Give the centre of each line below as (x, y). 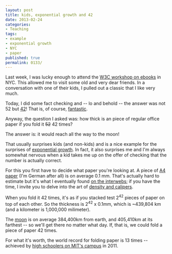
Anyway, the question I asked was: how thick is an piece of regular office (83, 119)
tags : (11, 34)
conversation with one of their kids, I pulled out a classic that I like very (80, 88)
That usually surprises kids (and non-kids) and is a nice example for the (81, 144)
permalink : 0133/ (24, 63)
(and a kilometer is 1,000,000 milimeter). (48, 209)
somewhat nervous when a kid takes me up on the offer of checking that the (86, 155)
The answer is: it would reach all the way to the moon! (62, 134)
